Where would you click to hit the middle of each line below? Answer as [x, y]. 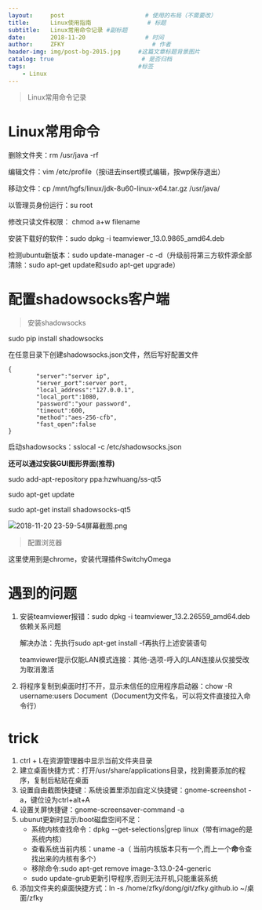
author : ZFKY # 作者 [89, 45]
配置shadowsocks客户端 [89, 299]
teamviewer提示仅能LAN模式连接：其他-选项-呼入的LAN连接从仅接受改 [134, 660]
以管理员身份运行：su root [51, 205]
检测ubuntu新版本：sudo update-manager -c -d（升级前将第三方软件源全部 [130, 255]
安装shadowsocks [56, 322]
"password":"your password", [84, 404]
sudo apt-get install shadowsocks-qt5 [69, 509]
